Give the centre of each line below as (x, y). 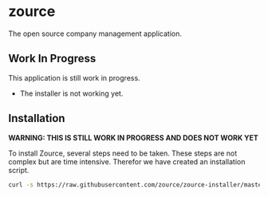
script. (19, 170)
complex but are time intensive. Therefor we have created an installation (127, 161)
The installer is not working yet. (71, 93)
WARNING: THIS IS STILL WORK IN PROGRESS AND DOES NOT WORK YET (134, 137)
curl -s (21, 185)
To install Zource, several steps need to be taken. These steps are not (123, 153)
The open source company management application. (95, 33)
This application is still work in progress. (75, 77)
